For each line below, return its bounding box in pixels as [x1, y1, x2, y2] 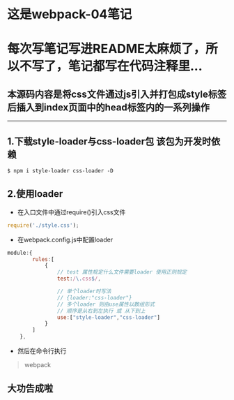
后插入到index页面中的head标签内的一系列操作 [7, 101, 210, 113]
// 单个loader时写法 [56, 288, 111, 295]
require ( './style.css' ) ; [7, 221, 79, 229]
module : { [7, 249, 33, 256]
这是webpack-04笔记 [7, 6, 132, 22]
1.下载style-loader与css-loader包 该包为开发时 [7, 135, 211, 147]
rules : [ [32, 255, 54, 262]
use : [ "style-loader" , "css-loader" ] [56, 313, 160, 321]
